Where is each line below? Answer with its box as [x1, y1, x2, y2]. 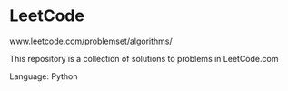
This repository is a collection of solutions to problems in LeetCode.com [9, 53, 279, 64]
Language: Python [9, 70, 79, 82]
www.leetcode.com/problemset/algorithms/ [9, 35, 173, 46]
